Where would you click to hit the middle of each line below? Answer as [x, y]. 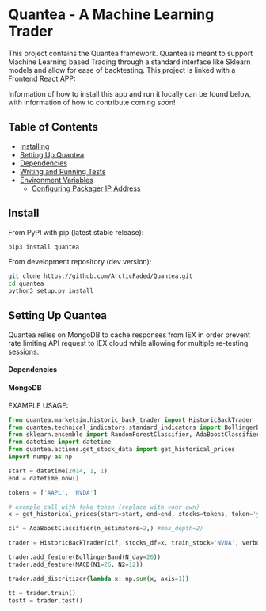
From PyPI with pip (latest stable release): [76, 232]
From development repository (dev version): [80, 262]
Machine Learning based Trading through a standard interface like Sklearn [129, 62]
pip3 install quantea [44, 247]
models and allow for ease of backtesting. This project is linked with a [122, 70]
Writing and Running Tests [63, 171]
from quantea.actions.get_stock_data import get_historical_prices [122, 450]
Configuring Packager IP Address [86, 188]
